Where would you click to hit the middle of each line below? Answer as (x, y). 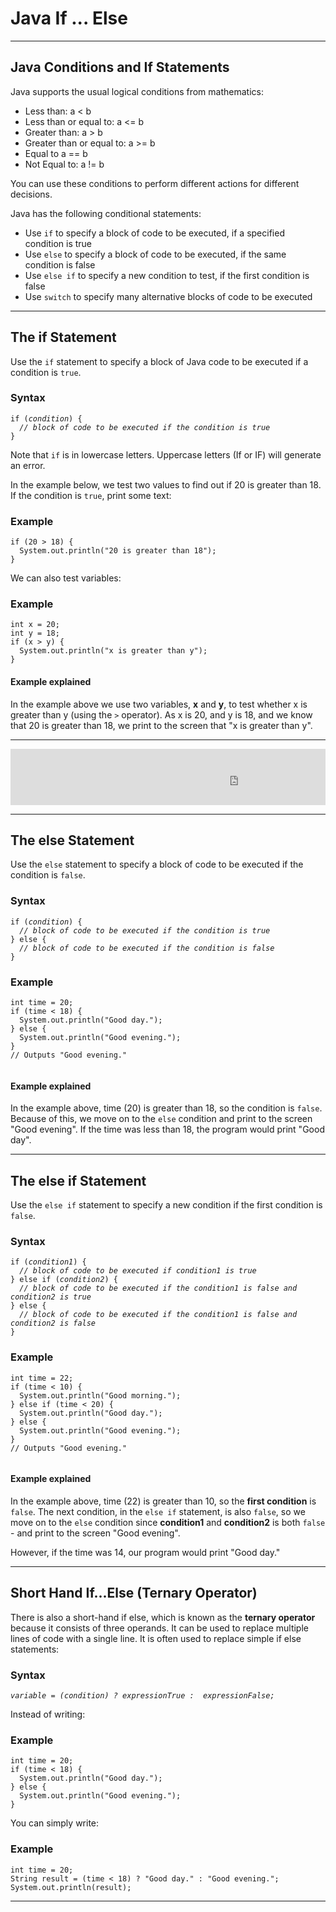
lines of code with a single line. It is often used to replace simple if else (156, 1638)
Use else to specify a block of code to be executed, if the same (155, 254)
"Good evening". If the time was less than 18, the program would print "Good (167, 1129)
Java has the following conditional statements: (106, 213)
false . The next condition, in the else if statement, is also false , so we (158, 1511)
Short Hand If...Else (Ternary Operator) (134, 1593)
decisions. (31, 194)
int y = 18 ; (35, 633)
